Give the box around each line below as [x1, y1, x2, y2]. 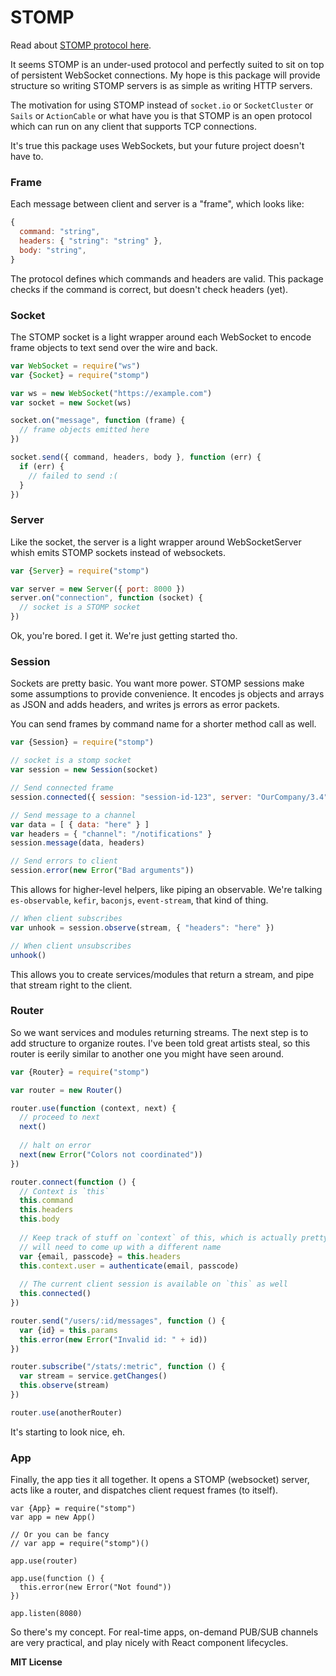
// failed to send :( [28, 471, 118, 481]
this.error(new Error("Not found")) [19, 1582, 172, 1593]
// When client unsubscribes [10, 941, 132, 951]
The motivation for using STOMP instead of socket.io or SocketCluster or [10, 99, 314, 111]
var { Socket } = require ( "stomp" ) [10, 370, 150, 380]
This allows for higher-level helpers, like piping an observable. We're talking [10, 884, 323, 895]
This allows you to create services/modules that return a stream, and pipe [10, 968, 315, 980]
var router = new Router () [10, 1085, 123, 1095]
